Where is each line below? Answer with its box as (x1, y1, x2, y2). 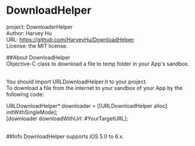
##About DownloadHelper (6, 54, 70, 61)
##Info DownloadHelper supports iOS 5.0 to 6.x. (6, 132, 124, 140)
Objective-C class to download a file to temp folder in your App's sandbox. (6, 60, 190, 67)
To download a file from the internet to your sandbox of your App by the (6, 84, 183, 91)
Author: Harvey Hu (6, 29, 52, 36)
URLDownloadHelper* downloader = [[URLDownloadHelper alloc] (6, 102, 168, 109)
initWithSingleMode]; (6, 108, 58, 116)
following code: (6, 91, 44, 98)
